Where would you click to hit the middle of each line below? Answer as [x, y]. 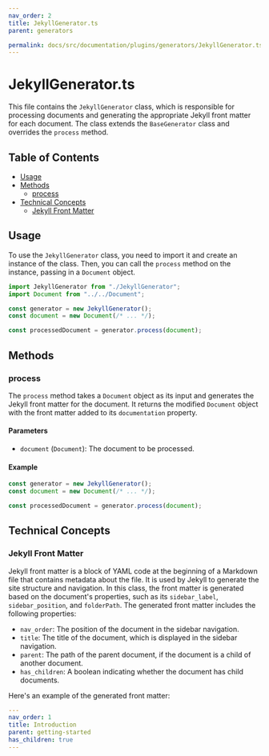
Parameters [28, 431]
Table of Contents [54, 157]
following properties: [42, 614]
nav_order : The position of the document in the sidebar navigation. [130, 629]
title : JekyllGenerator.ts [53, 23]
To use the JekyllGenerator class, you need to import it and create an [123, 255]
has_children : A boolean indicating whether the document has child [132, 671]
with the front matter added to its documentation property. [103, 412]
